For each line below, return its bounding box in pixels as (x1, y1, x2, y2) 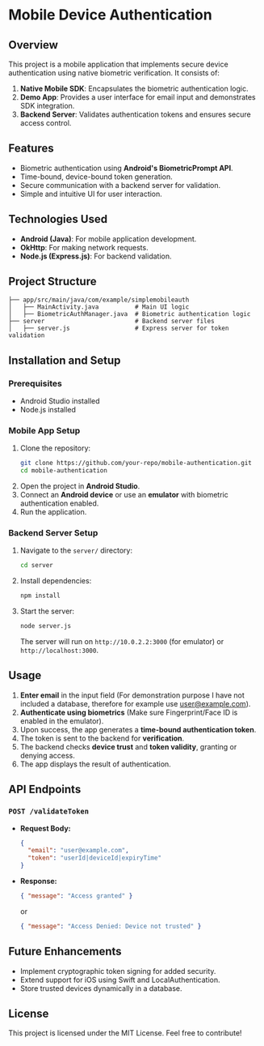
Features (8, 142, 54, 156)
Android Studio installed (19, 396, 100, 406)
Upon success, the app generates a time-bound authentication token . (19, 724, 257, 734)
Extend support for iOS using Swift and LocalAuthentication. (19, 975, 220, 984)
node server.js (19, 622, 72, 630)
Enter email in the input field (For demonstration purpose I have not (19, 690, 245, 700)
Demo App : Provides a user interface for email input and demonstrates (19, 92, 256, 102)
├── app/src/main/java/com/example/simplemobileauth (8, 296, 190, 305)
